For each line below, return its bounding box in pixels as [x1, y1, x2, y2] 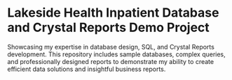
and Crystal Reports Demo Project [7, 19, 210, 35]
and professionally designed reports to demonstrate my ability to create [7, 57, 214, 65]
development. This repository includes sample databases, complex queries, [7, 50, 226, 58]
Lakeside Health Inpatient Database [7, 5, 219, 21]
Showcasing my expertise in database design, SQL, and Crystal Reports [7, 42, 215, 51]
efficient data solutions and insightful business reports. [7, 65, 166, 73]
